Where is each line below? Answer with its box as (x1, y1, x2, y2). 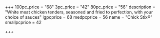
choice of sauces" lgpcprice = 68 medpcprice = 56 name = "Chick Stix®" (5, 14, 153, 20)
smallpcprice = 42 (5, 19, 42, 25)
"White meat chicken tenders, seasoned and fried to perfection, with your (5, 9, 153, 15)
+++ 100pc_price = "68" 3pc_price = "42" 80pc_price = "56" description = (5, 4, 156, 10)
